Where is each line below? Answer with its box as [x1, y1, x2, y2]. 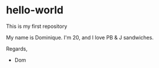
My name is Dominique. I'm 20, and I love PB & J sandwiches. [6, 34, 154, 41]
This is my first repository [6, 23, 68, 30]
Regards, [6, 45, 28, 52]
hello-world [6, 3, 64, 17]
